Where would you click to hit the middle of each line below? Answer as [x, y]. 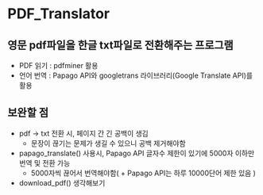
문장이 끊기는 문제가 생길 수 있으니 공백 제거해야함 [108, 143]
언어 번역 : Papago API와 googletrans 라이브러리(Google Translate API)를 [136, 75]
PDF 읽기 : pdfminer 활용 [58, 65]
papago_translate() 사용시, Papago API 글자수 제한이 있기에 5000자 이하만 [137, 153]
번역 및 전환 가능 [44, 162]
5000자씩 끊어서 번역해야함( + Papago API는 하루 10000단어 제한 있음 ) [143, 173]
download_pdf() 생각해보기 [62, 182]
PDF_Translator [59, 14]
